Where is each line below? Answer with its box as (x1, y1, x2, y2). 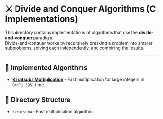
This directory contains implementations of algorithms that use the (5, 30, 138, 35)
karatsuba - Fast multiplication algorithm (12, 108, 93, 114)
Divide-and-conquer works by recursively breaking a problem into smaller (5, 40, 153, 45)
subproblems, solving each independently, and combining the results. (5, 45, 145, 51)
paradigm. (33, 35, 54, 41)
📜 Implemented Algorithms (5, 64, 88, 72)
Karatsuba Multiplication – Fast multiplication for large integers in (12, 76, 145, 82)
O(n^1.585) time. (12, 81, 45, 88)
